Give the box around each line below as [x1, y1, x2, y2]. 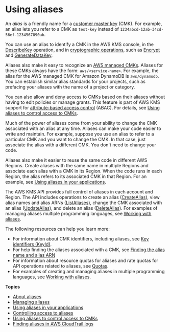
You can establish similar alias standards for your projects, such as [5, 78, 145, 84]
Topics [5, 283, 20, 290]
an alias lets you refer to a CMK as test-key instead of [5, 26, 119, 32]
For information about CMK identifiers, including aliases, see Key [12, 235, 149, 241]
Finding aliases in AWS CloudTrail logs [12, 321, 93, 327]
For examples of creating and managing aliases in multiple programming [12, 268, 165, 274]
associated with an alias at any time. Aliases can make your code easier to [5, 125, 162, 131]
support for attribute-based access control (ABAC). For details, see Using [5, 104, 160, 110]
